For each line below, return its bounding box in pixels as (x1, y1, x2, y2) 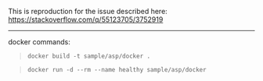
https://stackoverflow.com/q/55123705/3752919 (8, 15, 164, 24)
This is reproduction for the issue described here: (8, 7, 168, 16)
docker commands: (8, 37, 70, 46)
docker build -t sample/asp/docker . (27, 52, 151, 60)
